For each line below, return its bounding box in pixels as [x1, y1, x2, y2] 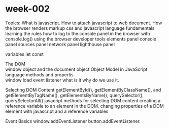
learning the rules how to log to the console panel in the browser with [5, 30, 151, 36]
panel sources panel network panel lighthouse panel [5, 41, 115, 47]
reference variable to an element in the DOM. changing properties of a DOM [5, 103, 164, 109]
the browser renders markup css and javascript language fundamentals [5, 25, 155, 31]
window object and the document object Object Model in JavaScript [5, 66, 148, 72]
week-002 [5, 3, 50, 15]
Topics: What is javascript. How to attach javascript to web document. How [5, 20, 162, 26]
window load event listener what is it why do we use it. [5, 77, 119, 83]
